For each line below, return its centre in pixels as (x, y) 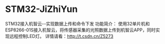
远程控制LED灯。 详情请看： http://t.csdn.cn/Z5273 (61, 36)
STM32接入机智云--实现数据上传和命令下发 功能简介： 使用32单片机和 (78, 23)
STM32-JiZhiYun (42, 9)
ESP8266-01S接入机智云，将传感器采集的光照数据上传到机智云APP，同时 (81, 30)
